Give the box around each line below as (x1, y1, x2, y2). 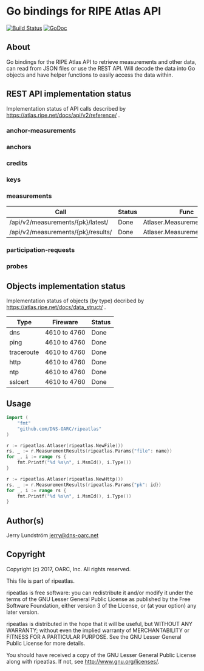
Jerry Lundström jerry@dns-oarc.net (6, 532, 99, 539)
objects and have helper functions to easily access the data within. (6, 71, 173, 78)
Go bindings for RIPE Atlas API (6, 4, 161, 18)
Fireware (52, 318, 78, 327)
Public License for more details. (6, 639, 86, 647)
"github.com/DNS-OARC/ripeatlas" (17, 426, 102, 432)
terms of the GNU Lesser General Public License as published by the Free (6, 595, 191, 603)
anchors (6, 143, 32, 151)
